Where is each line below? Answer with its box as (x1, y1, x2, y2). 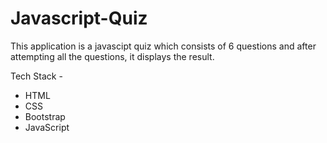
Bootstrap (24, 110, 66, 122)
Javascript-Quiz (10, 7, 148, 30)
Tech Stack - (10, 70, 63, 82)
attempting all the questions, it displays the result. (10, 50, 215, 62)
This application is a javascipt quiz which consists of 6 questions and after (10, 40, 317, 52)
